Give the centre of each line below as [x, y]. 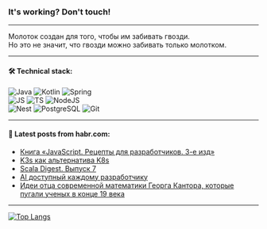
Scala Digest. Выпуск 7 [58, 168]
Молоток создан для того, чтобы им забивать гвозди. [99, 36]
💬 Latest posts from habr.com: [59, 134]
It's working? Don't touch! [60, 12]
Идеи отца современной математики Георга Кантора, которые [127, 185]
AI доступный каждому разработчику [84, 177]
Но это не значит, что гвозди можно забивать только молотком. [118, 45]
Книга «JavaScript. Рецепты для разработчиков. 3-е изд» [117, 151]
